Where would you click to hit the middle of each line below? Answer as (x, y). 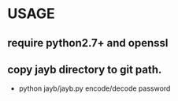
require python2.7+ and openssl (88, 43)
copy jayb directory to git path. (85, 69)
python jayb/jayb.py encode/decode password (95, 88)
